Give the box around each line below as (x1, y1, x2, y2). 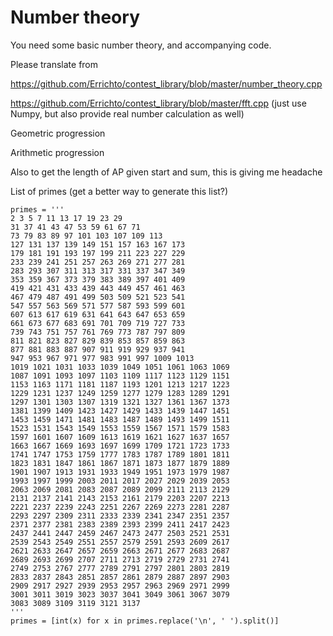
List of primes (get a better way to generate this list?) (10, 185, 229, 197)
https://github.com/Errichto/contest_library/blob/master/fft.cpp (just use (10, 97, 307, 109)
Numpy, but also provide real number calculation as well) (10, 107, 245, 120)
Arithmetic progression (10, 146, 105, 158)
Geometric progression (10, 127, 106, 139)
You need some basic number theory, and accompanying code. (10, 39, 272, 51)
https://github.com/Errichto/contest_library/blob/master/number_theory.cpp (10, 77, 323, 90)
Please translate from (10, 58, 99, 70)
